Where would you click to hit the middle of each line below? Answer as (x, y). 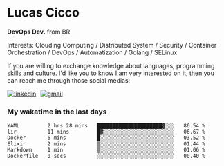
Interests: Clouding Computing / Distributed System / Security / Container (112, 45)
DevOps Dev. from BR (39, 32)
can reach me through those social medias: (69, 80)
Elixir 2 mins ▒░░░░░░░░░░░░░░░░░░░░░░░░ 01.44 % (106, 144)
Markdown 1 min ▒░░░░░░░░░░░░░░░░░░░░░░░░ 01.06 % (106, 150)
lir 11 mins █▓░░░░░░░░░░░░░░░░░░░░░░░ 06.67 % (106, 132)
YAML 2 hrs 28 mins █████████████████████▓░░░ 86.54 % (106, 126)
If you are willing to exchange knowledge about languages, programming (111, 65)
